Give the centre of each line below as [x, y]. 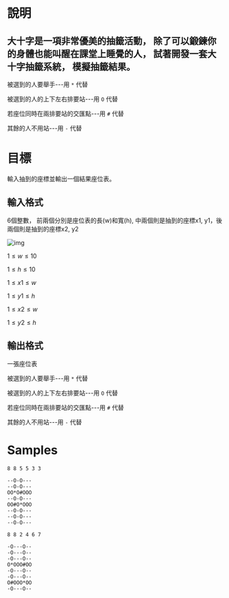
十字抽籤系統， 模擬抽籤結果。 [71, 66]
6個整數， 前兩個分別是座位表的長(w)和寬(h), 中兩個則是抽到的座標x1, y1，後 [115, 220]
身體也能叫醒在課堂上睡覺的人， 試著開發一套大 [116, 54]
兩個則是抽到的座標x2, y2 [43, 229]
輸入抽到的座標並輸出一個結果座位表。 [61, 179]
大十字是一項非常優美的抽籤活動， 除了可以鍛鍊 [107, 41]
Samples [33, 450]
